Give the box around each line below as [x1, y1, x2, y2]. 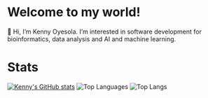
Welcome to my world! [7, 4, 141, 20]
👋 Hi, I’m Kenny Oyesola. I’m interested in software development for [7, 27, 202, 36]
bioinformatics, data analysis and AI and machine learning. [7, 34, 176, 43]
